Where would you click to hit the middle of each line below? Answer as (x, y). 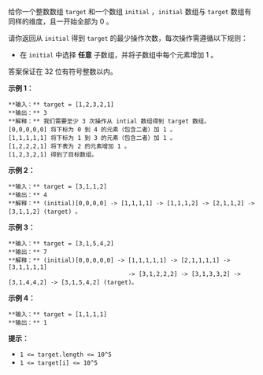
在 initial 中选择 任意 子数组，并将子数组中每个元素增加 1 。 (119, 55)
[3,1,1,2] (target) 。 (44, 211)
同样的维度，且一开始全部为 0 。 (61, 21)
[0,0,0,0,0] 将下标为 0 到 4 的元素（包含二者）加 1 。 (92, 130)
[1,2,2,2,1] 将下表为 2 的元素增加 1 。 (69, 146)
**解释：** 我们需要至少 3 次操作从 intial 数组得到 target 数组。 (109, 121)
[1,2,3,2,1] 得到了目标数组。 (53, 155)
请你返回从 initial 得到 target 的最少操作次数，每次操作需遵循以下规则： (128, 38)
